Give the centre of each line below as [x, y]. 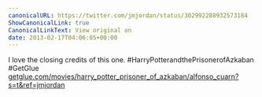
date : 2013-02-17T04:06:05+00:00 [63, 37]
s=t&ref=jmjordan [37, 85]
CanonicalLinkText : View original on [70, 30]
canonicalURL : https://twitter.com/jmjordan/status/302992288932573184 [128, 15]
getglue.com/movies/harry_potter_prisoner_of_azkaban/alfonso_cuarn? [124, 76]
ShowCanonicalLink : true [49, 23]
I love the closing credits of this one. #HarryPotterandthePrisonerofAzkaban [131, 60]
